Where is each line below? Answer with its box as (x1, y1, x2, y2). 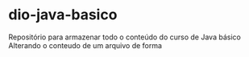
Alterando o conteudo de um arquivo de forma (8, 40, 163, 50)
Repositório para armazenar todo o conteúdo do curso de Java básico (8, 32, 242, 42)
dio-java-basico (8, 6, 118, 24)
